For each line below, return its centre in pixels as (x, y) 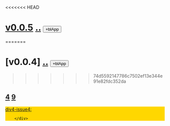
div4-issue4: (18, 109)
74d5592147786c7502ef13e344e (128, 76)
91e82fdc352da (110, 81)
